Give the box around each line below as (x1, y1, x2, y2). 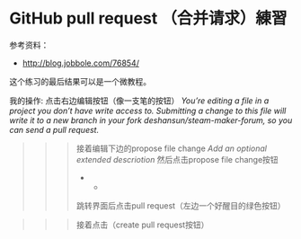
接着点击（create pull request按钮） (75, 219, 209, 230)
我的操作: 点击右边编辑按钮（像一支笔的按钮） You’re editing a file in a (9, 95, 270, 106)
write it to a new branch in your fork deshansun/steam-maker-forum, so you (9, 114, 293, 126)
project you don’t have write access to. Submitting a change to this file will (9, 105, 287, 116)
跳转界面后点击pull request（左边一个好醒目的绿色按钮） (75, 199, 286, 211)
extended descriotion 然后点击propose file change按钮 (75, 154, 279, 164)
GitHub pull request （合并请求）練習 (9, 8, 288, 29)
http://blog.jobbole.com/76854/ (22, 58, 139, 68)
